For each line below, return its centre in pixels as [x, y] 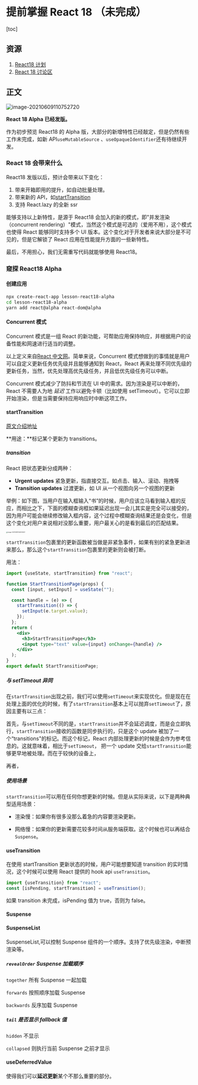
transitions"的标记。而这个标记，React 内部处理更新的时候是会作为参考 [100, 738]
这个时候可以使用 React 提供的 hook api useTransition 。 [85, 872]
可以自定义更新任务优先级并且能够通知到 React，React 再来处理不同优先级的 [99, 363]
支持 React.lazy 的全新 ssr [46, 204]
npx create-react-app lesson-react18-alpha [60, 296]
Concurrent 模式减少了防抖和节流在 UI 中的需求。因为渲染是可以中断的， [94, 383]
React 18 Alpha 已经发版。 [38, 119]
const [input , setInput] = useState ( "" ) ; [63, 589]
